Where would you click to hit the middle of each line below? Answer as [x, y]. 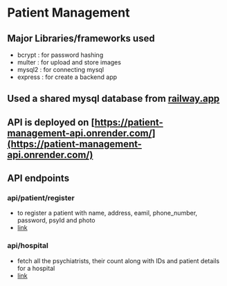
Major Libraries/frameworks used [81, 38]
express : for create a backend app [67, 77]
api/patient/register [41, 198]
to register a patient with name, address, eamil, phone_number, [107, 213]
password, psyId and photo [56, 220]
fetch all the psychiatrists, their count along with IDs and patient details [118, 260]
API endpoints [38, 178]
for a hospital [36, 268]
